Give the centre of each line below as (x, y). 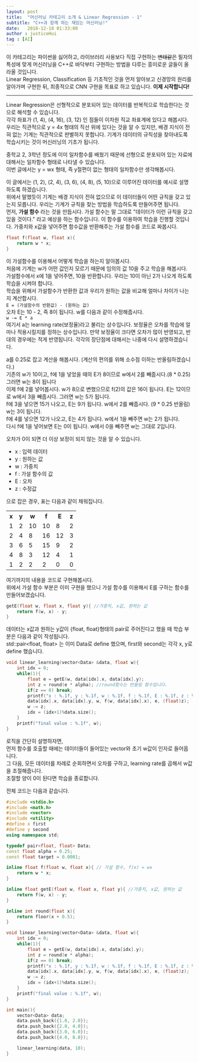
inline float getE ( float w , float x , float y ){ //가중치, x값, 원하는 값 (94, 889)
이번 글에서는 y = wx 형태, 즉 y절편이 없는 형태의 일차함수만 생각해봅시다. (91, 169)
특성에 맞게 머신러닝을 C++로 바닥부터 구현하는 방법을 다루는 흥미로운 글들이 (94, 64)
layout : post (22, 12)
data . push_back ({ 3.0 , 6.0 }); (53, 1032)
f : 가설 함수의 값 (34, 473)
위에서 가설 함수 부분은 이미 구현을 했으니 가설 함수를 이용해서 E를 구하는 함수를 (98, 587)
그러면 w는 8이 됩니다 (31, 381)
